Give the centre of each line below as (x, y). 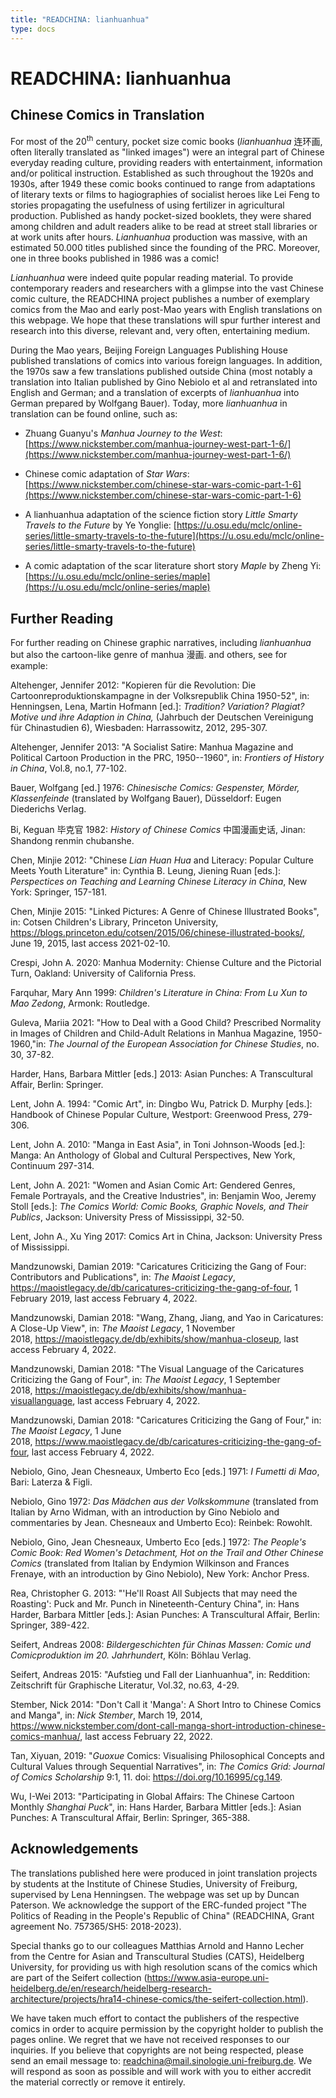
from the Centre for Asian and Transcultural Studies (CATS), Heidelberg (157, 1956)
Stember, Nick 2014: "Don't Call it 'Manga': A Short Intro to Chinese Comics (166, 1704)
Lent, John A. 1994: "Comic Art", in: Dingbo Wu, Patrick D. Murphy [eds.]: (161, 1103)
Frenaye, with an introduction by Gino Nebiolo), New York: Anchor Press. (160, 1573)
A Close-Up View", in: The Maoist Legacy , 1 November (123, 1328)
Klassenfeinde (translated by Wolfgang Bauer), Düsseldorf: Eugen (146, 798)
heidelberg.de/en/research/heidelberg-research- (111, 1988)
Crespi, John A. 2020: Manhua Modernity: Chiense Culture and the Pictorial (166, 962)
